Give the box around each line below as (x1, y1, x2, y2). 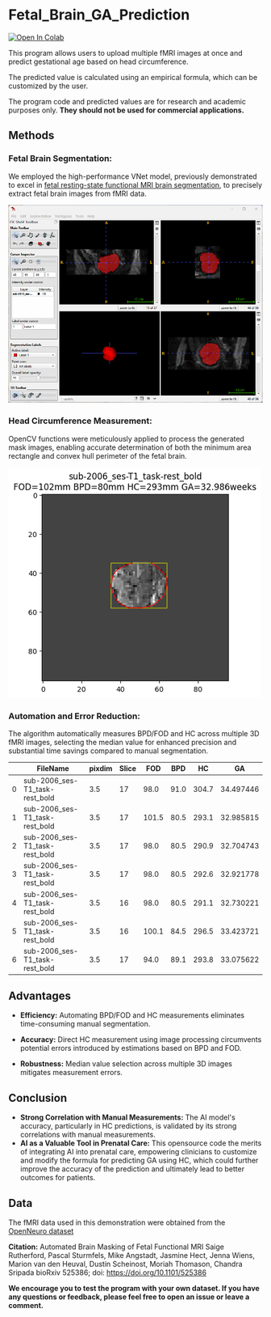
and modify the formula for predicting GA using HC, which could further (19, 1155, 259, 1166)
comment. (8, 1301, 44, 1311)
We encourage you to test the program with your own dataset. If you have (8, 1284, 260, 1294)
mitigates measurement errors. (19, 1068, 123, 1078)
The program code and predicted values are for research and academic (8, 96, 246, 106)
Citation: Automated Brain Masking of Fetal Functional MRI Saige (8, 1242, 224, 1251)
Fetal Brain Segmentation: (8, 153, 113, 164)
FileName (36, 764, 70, 773)
